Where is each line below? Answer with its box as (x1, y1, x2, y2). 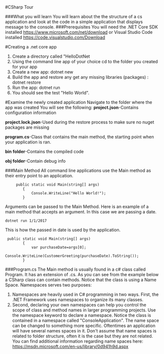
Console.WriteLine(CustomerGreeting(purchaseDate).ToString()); (5, 254, 139, 259)
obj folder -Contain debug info (5, 158, 66, 164)
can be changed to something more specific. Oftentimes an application (12, 323, 156, 329)
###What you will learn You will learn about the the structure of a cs (5, 14, 142, 19)
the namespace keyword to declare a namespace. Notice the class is (12, 312, 151, 318)
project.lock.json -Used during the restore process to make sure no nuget (5, 119, 154, 125)
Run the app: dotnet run (12, 85, 60, 90)
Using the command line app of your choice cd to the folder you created (12, 59, 158, 64)
